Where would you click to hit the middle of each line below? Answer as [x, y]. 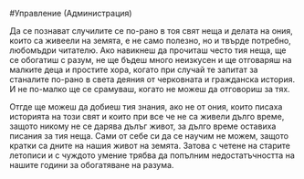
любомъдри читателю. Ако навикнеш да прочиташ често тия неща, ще [148, 50]
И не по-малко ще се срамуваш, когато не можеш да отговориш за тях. [150, 89]
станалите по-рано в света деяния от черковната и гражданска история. [152, 79]
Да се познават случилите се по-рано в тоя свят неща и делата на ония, [152, 31]
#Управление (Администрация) [71, 13]
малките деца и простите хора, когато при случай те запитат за [134, 69]
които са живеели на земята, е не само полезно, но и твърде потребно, [151, 41]
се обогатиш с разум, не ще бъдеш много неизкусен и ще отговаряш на [151, 60]
